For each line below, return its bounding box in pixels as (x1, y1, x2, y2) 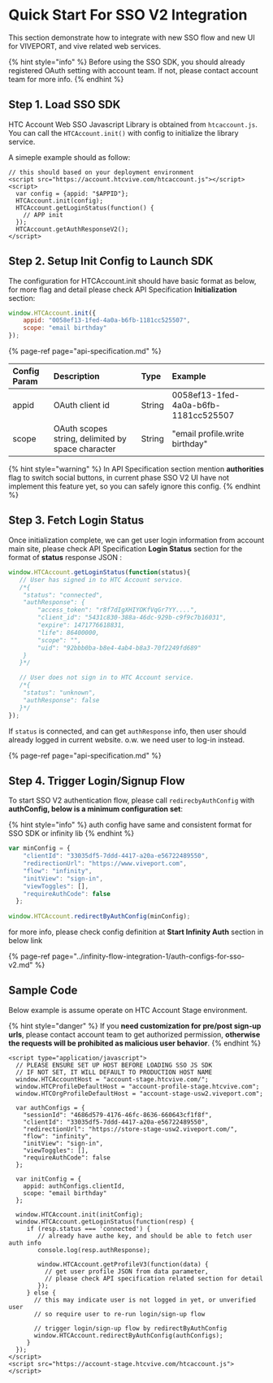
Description (53, 371, 100, 382)
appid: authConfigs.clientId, (23, 1181, 126, 1190)
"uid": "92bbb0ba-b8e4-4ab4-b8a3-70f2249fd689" (37, 644, 201, 652)
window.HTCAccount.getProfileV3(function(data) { (37, 1260, 209, 1268)
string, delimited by (53, 433, 128, 445)
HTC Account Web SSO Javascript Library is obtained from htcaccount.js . (8, 120, 258, 129)
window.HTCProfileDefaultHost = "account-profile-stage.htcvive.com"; (15, 1082, 260, 1090)
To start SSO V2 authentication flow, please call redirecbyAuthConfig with (8, 795, 255, 806)
